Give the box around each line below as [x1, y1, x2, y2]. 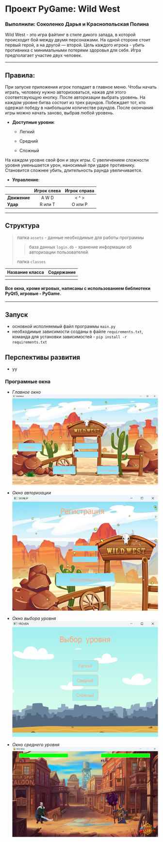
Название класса [7, 269, 45, 275]
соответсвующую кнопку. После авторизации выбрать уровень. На [5, 94, 146, 100]
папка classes [16, 258, 46, 264]
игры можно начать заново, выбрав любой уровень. [5, 110, 114, 116]
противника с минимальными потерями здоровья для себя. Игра [5, 47, 142, 53]
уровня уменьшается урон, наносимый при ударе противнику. [5, 162, 136, 168]
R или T [39, 201, 55, 207]
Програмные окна [5, 378, 51, 385]
